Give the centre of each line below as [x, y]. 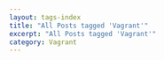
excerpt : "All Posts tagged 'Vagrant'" [83, 34]
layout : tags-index [45, 17]
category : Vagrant [43, 42]
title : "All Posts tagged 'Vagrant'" [79, 26]
